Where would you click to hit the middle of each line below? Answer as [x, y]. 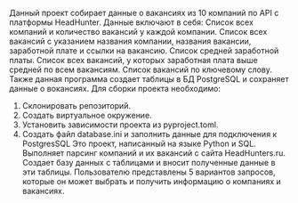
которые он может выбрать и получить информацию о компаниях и [152, 181]
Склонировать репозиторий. [77, 106]
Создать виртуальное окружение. [87, 115]
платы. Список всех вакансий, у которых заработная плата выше [133, 60]
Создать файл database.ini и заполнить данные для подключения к [149, 134]
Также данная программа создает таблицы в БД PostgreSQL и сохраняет [149, 79]
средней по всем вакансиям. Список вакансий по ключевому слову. [141, 69]
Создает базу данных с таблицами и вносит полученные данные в [149, 162]
